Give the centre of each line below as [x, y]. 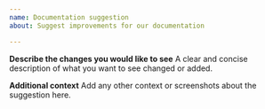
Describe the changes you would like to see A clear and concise [128, 58]
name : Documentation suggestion [69, 17]
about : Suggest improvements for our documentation [107, 26]
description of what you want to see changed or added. [111, 68]
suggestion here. [40, 95]
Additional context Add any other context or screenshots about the [133, 85]
